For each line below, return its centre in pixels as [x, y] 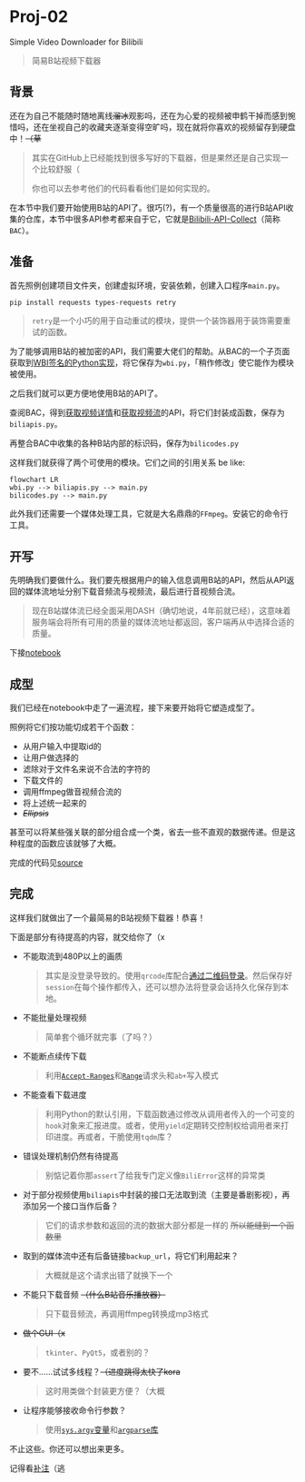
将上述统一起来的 [54, 803]
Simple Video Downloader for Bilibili [76, 42]
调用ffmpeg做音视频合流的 [72, 792]
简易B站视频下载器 [66, 60]
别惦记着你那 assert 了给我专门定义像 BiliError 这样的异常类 [155, 1175]
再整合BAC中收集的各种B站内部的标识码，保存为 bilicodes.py [124, 443]
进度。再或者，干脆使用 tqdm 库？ [113, 1136]
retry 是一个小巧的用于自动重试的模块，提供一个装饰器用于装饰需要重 [161, 321]
